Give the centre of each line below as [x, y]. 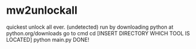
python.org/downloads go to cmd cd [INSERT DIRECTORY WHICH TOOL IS [98, 33]
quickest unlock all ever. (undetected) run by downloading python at [90, 27]
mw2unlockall [42, 10]
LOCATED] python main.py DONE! [48, 39]
